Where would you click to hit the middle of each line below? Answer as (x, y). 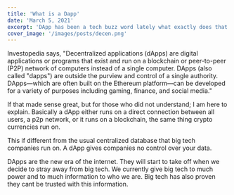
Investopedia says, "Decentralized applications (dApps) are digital (103, 54)
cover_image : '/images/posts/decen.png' (67, 33)
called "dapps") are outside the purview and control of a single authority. (113, 76)
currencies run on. (34, 127)
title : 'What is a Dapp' (44, 14)
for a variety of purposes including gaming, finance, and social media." (110, 91)
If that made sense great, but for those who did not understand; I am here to (117, 105)
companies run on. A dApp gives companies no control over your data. (110, 148)
